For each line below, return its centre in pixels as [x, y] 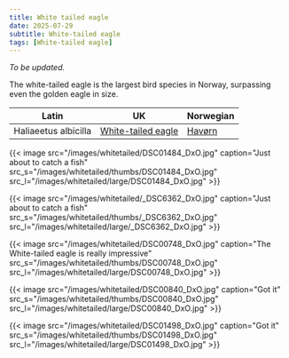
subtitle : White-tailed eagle [65, 34]
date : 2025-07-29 [41, 26]
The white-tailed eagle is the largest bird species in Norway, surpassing [140, 84]
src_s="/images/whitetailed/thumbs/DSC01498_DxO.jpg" [113, 335]
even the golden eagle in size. [64, 94]
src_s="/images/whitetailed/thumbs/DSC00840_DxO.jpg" [114, 299]
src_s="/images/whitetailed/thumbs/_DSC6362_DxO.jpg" [113, 218]
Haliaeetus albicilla [52, 131]
